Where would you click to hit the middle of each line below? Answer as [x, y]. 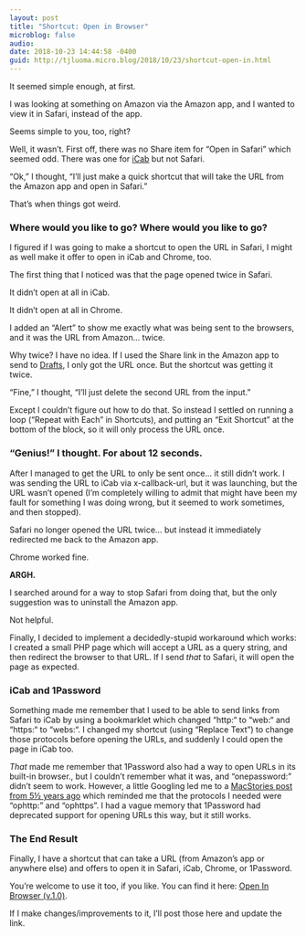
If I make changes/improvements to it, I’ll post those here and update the [146, 913]
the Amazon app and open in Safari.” [79, 186]
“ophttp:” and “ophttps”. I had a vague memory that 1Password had [135, 805]
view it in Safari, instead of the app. [76, 114]
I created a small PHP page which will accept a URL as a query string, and [148, 647]
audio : [22, 43]
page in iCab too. [42, 749]
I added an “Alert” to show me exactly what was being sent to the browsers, [152, 328]
